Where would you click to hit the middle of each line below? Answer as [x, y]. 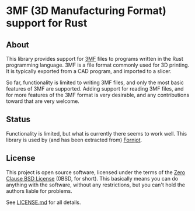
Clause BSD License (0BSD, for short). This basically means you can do [92, 178]
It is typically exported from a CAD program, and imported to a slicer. [89, 71]
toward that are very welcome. [43, 101]
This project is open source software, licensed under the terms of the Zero [96, 172]
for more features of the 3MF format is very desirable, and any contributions [98, 95]
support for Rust [47, 23]
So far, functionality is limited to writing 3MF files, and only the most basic [95, 82]
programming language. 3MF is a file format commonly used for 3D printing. [98, 65]
